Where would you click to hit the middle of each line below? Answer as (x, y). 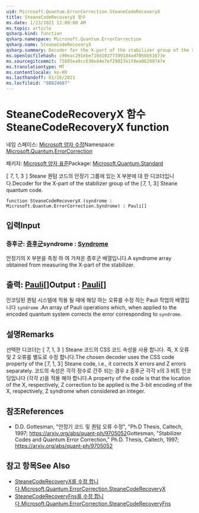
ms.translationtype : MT (36, 67)
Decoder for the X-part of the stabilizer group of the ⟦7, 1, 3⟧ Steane (95, 183)
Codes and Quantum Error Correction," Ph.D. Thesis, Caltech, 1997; (97, 440)
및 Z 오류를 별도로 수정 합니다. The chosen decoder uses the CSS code (90, 357)
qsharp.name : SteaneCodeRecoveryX (49, 45)
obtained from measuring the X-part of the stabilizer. (70, 265)
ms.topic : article (29, 28)
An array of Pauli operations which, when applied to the (109, 307)
